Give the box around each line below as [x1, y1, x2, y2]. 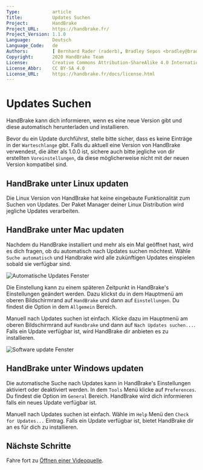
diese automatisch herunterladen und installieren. [6, 124, 130, 131]
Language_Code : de [6, 43, 59, 49]
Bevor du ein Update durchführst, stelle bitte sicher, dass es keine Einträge [6, 135, 192, 142]
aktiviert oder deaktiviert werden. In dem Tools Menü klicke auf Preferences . [6, 386, 196, 393]
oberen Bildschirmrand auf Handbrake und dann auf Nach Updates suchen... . [6, 321, 196, 328]
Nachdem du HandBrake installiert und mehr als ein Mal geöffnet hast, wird [6, 240, 193, 248]
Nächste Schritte [6, 441, 71, 451]
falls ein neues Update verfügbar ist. [6, 399, 97, 406]
